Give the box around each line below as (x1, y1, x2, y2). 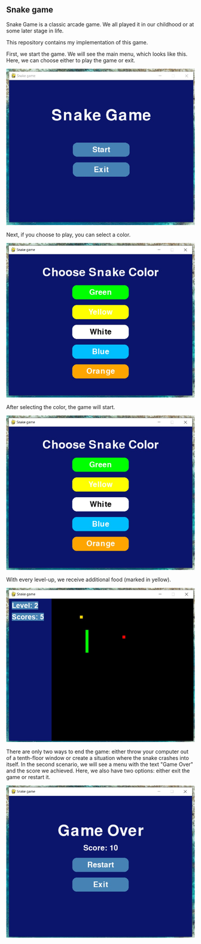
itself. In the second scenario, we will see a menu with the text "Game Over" (6, 760, 193, 768)
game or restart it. (6, 773, 51, 780)
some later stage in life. (6, 27, 64, 34)
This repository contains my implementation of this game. (6, 38, 148, 46)
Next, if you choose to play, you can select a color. (6, 231, 131, 238)
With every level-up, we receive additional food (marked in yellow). (6, 576, 172, 584)
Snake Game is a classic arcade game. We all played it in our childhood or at (6, 20, 194, 28)
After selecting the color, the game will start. (6, 404, 115, 411)
